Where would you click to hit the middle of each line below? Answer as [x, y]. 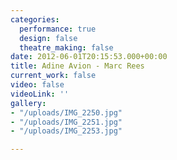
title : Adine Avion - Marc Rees [77, 66]
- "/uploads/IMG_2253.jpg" [66, 131]
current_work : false [53, 76]
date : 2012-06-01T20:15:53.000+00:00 [89, 57]
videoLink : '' [40, 94]
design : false [48, 38]
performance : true [58, 29]
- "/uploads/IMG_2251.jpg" [66, 122]
